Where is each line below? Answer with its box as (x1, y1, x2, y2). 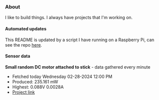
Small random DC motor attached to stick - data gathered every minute (5, 64, 151, 70)
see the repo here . (5, 42, 43, 48)
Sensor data (5, 53, 30, 59)
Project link (12, 89, 35, 95)
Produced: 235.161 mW (12, 78, 59, 84)
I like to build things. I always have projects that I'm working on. (5, 15, 133, 21)
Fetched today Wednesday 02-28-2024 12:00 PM (12, 74, 113, 79)
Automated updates (5, 25, 46, 31)
